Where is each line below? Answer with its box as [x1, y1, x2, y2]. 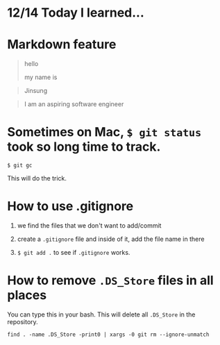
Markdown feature [7, 37, 117, 53]
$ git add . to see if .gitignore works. [17, 249, 130, 256]
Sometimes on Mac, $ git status [7, 124, 202, 140]
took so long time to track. [7, 139, 161, 155]
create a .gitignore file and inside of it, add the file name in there [17, 235, 205, 243]
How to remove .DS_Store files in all [7, 273, 214, 289]
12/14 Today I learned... [7, 5, 144, 21]
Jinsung [24, 87, 47, 95]
